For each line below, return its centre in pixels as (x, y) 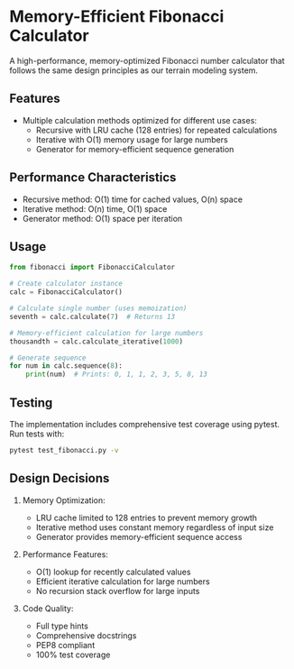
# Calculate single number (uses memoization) (98, 308)
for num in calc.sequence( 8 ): (66, 366)
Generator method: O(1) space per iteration (102, 218)
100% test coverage (73, 655)
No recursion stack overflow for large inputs (118, 591)
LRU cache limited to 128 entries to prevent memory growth (146, 518)
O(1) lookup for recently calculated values (113, 572)
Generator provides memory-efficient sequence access (139, 536)
